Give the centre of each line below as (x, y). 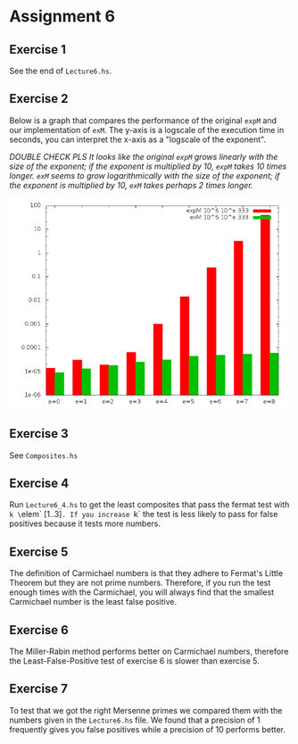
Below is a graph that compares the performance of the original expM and (143, 120)
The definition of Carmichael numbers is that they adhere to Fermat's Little (146, 573)
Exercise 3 (39, 434)
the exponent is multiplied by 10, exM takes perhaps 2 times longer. (131, 185)
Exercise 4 (39, 484)
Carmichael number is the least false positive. (93, 602)
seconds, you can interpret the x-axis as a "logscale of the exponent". (137, 139)
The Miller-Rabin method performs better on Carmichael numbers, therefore (149, 652)
